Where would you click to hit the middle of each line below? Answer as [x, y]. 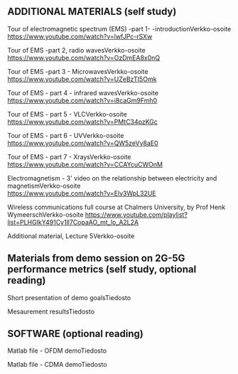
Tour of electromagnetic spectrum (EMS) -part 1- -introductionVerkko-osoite [119, 28]
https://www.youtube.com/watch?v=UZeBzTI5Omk [82, 79]
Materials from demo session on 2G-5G [96, 258]
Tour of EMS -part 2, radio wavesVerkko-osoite [76, 50]
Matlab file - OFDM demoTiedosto [57, 351]
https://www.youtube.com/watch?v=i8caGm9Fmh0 [82, 100]
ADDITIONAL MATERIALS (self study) [92, 12]
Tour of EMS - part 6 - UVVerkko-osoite [66, 135]
